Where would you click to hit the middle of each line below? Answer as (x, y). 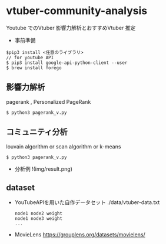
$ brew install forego (34, 68)
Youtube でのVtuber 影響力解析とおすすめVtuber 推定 (71, 28)
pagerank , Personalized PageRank (49, 101)
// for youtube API (30, 57)
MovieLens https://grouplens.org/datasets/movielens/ (80, 235)
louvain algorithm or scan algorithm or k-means (64, 146)
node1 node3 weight (39, 219)
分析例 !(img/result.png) (43, 169)
